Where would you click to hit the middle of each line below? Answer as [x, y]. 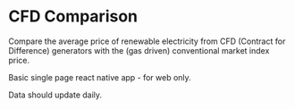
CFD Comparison [73, 17]
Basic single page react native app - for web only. [100, 77]
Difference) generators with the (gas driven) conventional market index [139, 50]
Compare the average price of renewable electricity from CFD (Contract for [147, 41]
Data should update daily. [55, 95]
